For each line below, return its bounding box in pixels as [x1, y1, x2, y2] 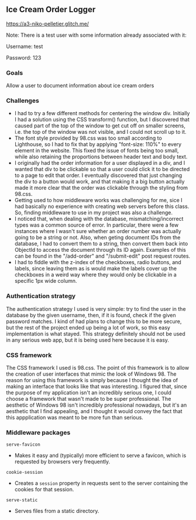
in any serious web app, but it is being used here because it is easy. [6, 336, 170, 344]
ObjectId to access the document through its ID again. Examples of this [14, 247, 186, 254]
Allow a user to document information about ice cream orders [6, 82, 154, 89]
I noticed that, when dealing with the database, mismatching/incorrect [14, 216, 184, 223]
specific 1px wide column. [14, 278, 77, 285]
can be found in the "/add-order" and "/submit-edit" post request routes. [14, 252, 191, 259]
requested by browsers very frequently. [14, 458, 111, 465]
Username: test [6, 43, 43, 50]
